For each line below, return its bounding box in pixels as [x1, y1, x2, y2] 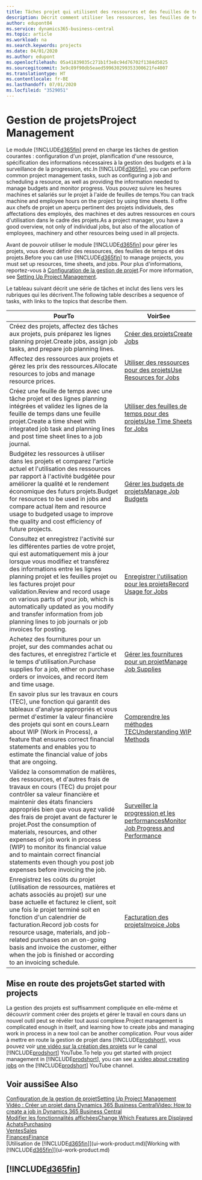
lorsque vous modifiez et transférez [9, 557, 110, 566]
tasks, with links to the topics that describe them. [6, 297, 128, 304]
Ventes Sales [6, 1127, 37, 1134]
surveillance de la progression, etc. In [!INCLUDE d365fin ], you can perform [6, 165, 191, 172]
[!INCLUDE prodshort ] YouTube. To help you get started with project [6, 1049, 172, 1056]
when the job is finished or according [9, 950, 114, 959]
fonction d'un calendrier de [9, 913, 86, 921]
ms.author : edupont [6, 54, 55, 60]
